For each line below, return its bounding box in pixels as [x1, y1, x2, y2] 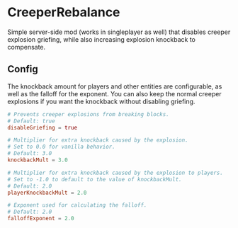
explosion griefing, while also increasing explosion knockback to [7, 35, 196, 43]
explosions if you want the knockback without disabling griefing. [7, 97, 195, 106]
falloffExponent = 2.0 [7, 215, 74, 222]
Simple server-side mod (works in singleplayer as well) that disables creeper [7, 28, 231, 36]
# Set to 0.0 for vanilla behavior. [7, 143, 115, 151]
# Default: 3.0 [7, 150, 52, 157]
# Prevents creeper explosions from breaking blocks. [7, 110, 170, 118]
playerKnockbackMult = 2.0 [7, 189, 87, 196]
